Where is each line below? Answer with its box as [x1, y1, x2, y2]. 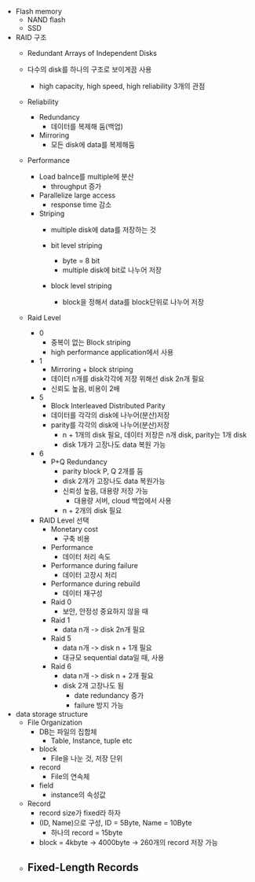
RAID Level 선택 [38, 515, 89, 525]
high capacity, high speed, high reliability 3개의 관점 [38, 82, 206, 90]
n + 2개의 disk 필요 [62, 506, 122, 515]
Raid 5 [50, 633, 72, 643]
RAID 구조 [15, 33, 47, 42]
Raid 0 [50, 597, 72, 607]
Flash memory [15, 7, 63, 16]
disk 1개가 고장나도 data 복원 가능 [62, 440, 166, 449]
